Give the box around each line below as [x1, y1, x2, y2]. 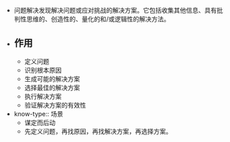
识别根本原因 [24, 66, 62, 74]
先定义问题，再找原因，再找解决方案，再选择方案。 [24, 127, 172, 135]
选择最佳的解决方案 [24, 83, 81, 92]
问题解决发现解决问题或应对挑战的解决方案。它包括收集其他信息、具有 [13, 6, 217, 14]
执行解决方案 [24, 92, 62, 100]
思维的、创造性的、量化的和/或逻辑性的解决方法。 [26, 15, 170, 23]
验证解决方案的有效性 [24, 101, 86, 109]
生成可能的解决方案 [24, 74, 81, 83]
